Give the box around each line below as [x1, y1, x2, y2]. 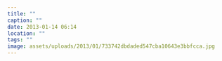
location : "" [7, 29, 46, 37]
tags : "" [7, 36, 33, 43]
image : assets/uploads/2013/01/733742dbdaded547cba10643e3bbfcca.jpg [7, 43, 216, 50]
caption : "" [7, 17, 42, 24]
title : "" [7, 10, 37, 18]
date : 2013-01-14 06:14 [7, 23, 77, 30]
